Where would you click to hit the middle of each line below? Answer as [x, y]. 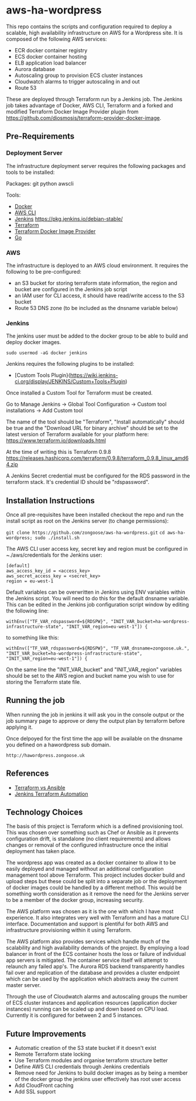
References [27, 774]
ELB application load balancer [50, 63]
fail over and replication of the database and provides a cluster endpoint [93, 973]
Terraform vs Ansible [40, 787]
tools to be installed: [30, 172]
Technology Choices [44, 812]
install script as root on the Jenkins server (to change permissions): [87, 521]
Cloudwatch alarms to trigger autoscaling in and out [77, 81]
